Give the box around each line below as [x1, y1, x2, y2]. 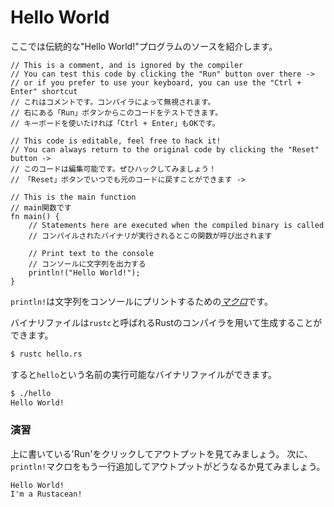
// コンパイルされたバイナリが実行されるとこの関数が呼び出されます [28, 231, 273, 241]
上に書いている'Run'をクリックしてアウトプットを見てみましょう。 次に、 [10, 447, 313, 460]
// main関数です [10, 202, 72, 213]
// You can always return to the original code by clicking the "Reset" [10, 144, 320, 155]
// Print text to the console [28, 248, 155, 258]
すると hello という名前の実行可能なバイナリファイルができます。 [10, 368, 278, 380]
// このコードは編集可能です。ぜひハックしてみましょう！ [10, 164, 217, 174]
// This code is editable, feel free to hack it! [10, 136, 222, 146]
